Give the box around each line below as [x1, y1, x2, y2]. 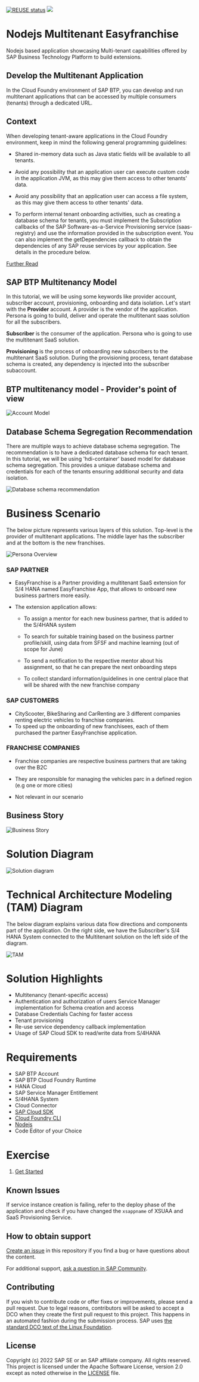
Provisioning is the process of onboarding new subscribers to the [6, 348, 168, 355]
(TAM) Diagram [6, 900, 83, 914]
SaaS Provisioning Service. [6, 1214, 73, 1221]
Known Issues [6, 1185, 60, 1195]
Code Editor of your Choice [14, 1127, 82, 1134]
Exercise [6, 1148, 50, 1162]
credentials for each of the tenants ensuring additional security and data [6, 468, 184, 475]
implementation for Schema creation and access [14, 1004, 134, 1011]
